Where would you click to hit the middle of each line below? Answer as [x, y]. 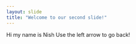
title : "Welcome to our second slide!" [57, 17]
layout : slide [24, 12]
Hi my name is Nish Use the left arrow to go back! [68, 34]
